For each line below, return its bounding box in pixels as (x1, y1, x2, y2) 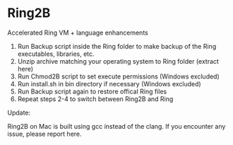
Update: (7, 108, 31, 117)
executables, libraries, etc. (17, 50, 95, 58)
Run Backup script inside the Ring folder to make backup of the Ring (17, 42, 217, 50)
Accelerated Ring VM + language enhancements (7, 28, 148, 37)
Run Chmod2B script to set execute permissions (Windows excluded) (17, 72, 220, 81)
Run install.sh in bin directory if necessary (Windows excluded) (17, 79, 201, 88)
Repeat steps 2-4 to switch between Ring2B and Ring (17, 94, 174, 103)
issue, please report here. (7, 129, 83, 138)
